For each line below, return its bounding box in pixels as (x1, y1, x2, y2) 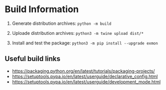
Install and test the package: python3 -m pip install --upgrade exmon (12, 39, 158, 46)
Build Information (5, 4, 79, 15)
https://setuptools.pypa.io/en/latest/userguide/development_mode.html (12, 78, 161, 84)
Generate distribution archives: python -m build (12, 20, 112, 26)
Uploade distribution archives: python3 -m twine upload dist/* (12, 30, 144, 36)
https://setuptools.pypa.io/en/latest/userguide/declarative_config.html (12, 73, 158, 79)
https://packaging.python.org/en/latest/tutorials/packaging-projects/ (12, 68, 155, 74)
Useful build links (5, 55, 61, 63)
